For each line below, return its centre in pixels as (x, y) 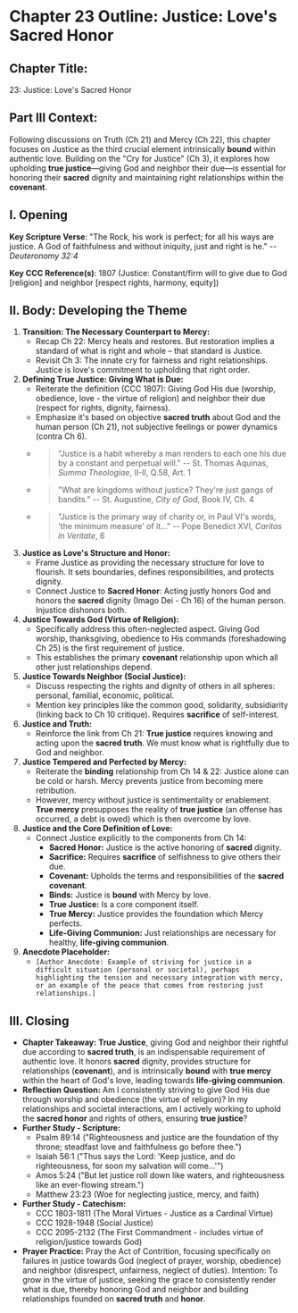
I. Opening (39, 215)
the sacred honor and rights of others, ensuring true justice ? (135, 1118)
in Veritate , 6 (81, 536)
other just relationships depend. (94, 667)
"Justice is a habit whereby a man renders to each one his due (172, 454)
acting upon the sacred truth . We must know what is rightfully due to (162, 743)
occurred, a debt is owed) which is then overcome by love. (143, 819)
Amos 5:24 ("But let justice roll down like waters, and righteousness (160, 1175)
